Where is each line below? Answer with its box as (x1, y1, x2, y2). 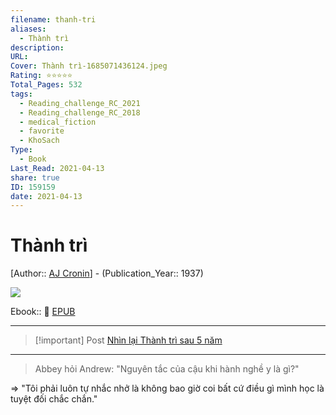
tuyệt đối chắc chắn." (10, 393, 98, 405)
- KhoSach (19, 136, 60, 146)
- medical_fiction (19, 117, 97, 127)
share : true (10, 172, 60, 183)
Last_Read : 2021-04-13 (10, 163, 105, 173)
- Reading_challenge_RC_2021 (19, 98, 141, 108)
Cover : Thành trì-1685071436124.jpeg (10, 61, 168, 71)
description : (10, 42, 65, 53)
